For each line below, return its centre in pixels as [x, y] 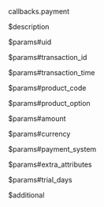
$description [29, 26]
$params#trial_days [40, 180]
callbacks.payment [39, 11]
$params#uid [30, 42]
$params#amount [37, 119]
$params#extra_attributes [50, 164]
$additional [26, 195]
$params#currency [39, 134]
